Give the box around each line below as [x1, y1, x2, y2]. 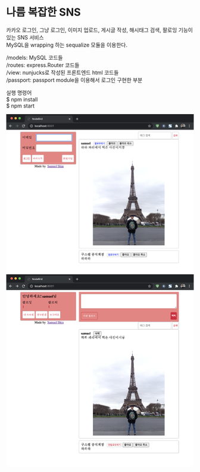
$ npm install [6, 96, 38, 103]
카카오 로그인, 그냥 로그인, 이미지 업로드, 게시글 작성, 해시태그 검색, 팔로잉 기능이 [6, 26, 193, 33]
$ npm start [6, 102, 35, 109]
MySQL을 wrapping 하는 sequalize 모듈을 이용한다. [6, 41, 128, 48]
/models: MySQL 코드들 [6, 54, 63, 61]
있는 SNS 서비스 [6, 33, 44, 41]
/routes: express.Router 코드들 [6, 61, 80, 69]
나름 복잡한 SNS [6, 5, 82, 19]
